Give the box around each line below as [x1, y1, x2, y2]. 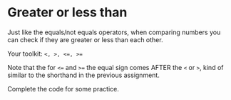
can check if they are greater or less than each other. [7, 35, 163, 44]
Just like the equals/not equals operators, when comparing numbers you [7, 28, 221, 36]
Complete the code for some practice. [7, 84, 119, 93]
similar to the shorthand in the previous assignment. [7, 71, 160, 79]
